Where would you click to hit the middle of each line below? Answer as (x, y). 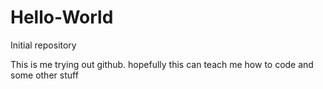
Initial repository (43, 45)
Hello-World (62, 17)
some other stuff (44, 75)
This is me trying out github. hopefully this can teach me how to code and (162, 64)
